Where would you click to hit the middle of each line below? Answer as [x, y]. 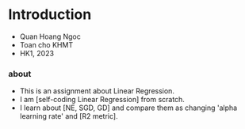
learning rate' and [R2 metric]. [69, 116]
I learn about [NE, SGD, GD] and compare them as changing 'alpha [128, 108]
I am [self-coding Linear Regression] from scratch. [102, 100]
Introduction [50, 15]
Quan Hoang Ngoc [50, 36]
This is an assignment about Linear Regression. [97, 91]
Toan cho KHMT [46, 44]
